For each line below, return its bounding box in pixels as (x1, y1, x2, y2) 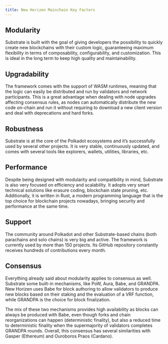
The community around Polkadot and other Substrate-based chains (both (5, 231, 157, 237)
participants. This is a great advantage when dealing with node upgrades (5, 94, 156, 100)
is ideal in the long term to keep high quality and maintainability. (5, 55, 137, 61)
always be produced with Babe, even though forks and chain (5, 311, 131, 317)
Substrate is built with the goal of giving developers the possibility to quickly (5, 39, 163, 45)
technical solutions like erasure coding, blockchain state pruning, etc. (5, 187, 148, 193)
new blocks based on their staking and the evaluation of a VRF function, (5, 291, 154, 297)
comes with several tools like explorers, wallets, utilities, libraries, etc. (5, 149, 149, 155)
